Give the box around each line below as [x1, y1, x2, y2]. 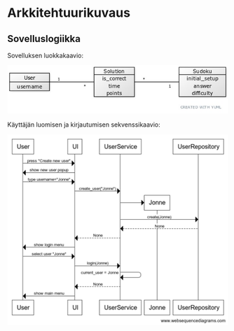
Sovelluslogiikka [7, 33, 81, 45]
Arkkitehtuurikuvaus [7, 5, 131, 21]
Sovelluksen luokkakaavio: [7, 51, 84, 59]
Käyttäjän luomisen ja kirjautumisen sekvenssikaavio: [7, 120, 161, 129]
